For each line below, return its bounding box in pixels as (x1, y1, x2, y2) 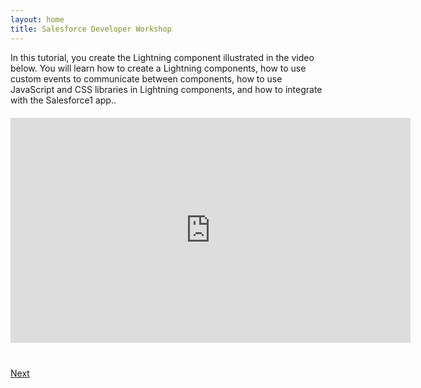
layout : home (10, 14, 65, 25)
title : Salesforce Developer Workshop (10, 24, 172, 34)
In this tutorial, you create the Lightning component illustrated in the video (10, 51, 315, 63)
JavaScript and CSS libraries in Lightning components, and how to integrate (10, 83, 323, 95)
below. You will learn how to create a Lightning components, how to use (10, 62, 307, 74)
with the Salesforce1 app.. (10, 94, 117, 106)
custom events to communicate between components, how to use (10, 72, 283, 85)
